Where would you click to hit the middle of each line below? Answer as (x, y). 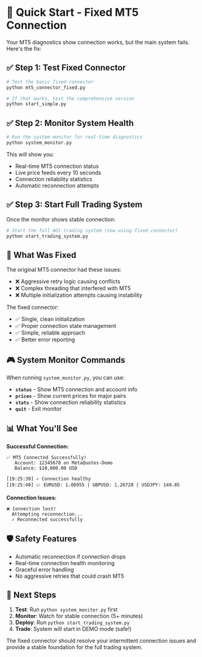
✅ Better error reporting (45, 339)
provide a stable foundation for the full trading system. (75, 647)
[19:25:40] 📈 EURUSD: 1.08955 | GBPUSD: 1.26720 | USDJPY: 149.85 (93, 485)
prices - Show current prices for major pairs (71, 396)
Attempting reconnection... (47, 514)
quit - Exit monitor (38, 409)
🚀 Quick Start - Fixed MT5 (72, 12)
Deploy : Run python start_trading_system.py (72, 622)
